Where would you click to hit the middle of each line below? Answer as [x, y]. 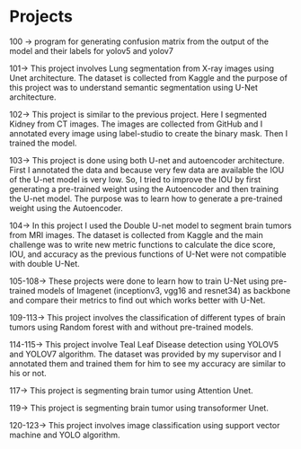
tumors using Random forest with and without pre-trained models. [132, 327]
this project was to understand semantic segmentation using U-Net [134, 87]
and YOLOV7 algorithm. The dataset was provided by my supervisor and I [145, 354]
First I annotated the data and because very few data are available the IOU [147, 170]
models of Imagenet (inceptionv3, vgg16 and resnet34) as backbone [164, 290]
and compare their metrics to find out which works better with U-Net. [137, 300]
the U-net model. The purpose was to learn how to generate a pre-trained [146, 198]
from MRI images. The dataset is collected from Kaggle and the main [136, 234]
